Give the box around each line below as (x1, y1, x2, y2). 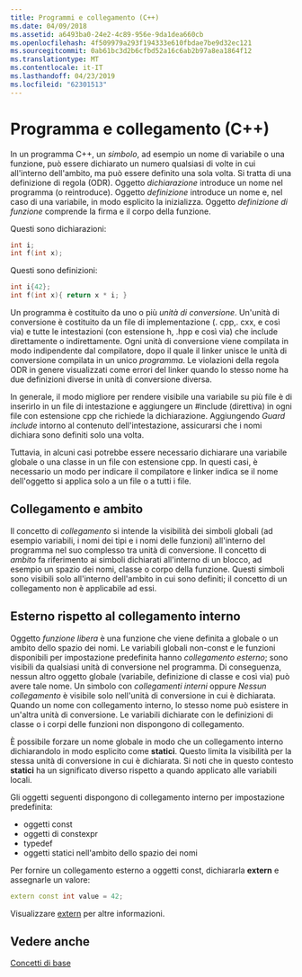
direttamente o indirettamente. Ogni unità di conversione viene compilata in (10, 336, 289, 347)
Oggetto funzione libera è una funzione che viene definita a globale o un (10, 633, 279, 644)
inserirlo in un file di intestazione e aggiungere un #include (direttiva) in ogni (10, 401, 293, 412)
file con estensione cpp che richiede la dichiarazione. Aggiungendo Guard (10, 411, 286, 422)
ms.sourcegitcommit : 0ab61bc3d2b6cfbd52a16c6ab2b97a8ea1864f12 (10, 47, 253, 56)
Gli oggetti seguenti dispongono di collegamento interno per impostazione (10, 792, 286, 803)
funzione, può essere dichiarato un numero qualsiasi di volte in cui (10, 158, 256, 169)
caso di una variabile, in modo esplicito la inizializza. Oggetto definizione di (10, 196, 289, 207)
